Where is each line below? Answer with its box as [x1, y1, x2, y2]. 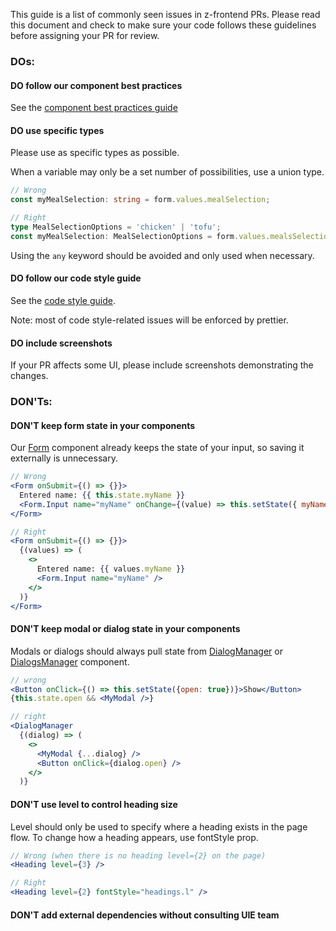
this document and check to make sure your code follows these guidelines [10, 19, 317, 31]
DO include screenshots [10, 337, 113, 349]
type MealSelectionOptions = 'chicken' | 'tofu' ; [10, 222, 222, 232]
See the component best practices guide [10, 102, 178, 114]
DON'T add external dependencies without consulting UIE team [10, 909, 280, 921]
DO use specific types [10, 124, 105, 136]
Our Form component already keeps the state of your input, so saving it [10, 442, 305, 454]
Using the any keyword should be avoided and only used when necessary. [10, 249, 315, 261]
